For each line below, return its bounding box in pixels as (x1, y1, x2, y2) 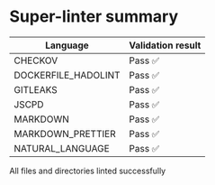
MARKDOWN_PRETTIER (13, 127, 116, 140)
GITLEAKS (13, 83, 58, 96)
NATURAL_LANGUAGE (13, 142, 110, 154)
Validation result (129, 39, 202, 51)
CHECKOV (13, 54, 58, 67)
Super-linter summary (9, 6, 179, 27)
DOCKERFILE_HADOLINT (13, 69, 121, 81)
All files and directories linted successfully (9, 165, 166, 176)
